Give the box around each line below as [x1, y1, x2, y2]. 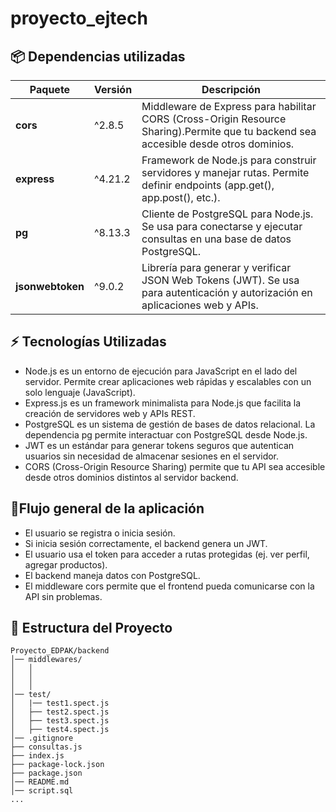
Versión [94, 83, 133, 96]
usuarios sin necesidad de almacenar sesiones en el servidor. [24, 450, 280, 462]
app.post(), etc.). [141, 191, 221, 204]
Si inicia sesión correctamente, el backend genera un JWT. [24, 537, 268, 549]
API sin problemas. [24, 590, 103, 602]
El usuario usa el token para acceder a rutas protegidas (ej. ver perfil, [24, 548, 310, 560]
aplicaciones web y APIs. [141, 298, 259, 312]
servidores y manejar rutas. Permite [141, 166, 310, 179]
